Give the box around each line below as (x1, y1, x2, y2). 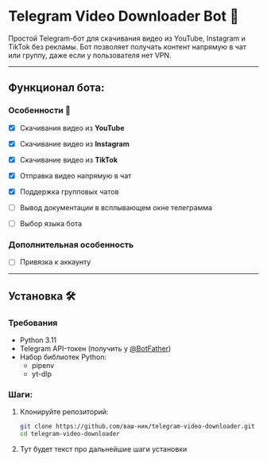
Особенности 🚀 (8, 105, 72, 116)
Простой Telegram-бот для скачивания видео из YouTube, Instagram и (8, 33, 246, 43)
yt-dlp (31, 370, 52, 379)
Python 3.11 (19, 335, 57, 345)
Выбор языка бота (19, 219, 82, 228)
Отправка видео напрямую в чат (19, 170, 132, 180)
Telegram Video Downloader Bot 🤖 (8, 7, 240, 25)
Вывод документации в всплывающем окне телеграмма (19, 202, 213, 212)
